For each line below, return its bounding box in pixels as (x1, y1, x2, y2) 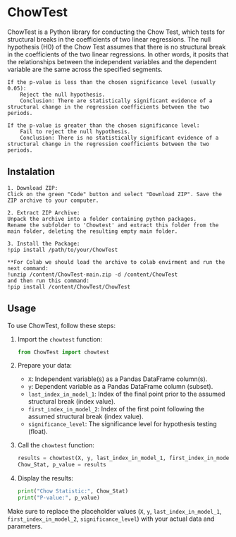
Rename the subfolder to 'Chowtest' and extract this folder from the (7, 222, 219, 229)
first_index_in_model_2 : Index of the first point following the (27, 405, 205, 414)
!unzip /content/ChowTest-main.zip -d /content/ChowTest (7, 271, 178, 278)
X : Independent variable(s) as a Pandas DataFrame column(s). (27, 375, 208, 383)
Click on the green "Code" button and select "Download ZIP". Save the (7, 191, 222, 198)
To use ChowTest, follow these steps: (7, 321, 116, 330)
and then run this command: (7, 277, 90, 284)
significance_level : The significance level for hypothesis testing (27, 420, 217, 428)
